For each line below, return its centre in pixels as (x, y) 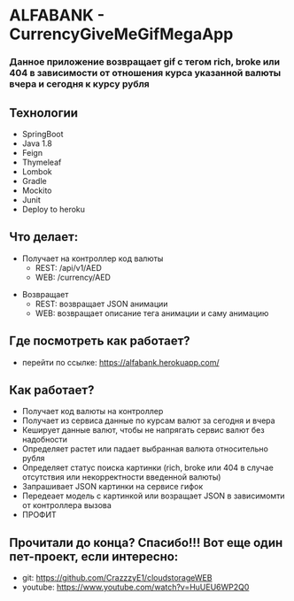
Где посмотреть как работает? (100, 341)
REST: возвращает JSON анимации (101, 304)
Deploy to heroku (54, 209)
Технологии (43, 113)
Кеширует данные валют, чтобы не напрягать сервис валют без (143, 430)
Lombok (37, 171)
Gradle (34, 181)
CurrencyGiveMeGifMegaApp (121, 34)
